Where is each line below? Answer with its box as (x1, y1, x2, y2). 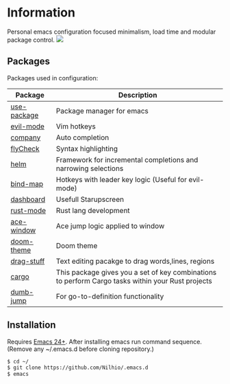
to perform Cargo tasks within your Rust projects (55, 276, 212, 286)
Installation (7, 319, 56, 331)
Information (7, 5, 75, 21)
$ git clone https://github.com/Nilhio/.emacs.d (7, 364, 149, 372)
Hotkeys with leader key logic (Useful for (55, 174, 187, 184)
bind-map (10, 179, 44, 188)
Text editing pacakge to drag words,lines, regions (55, 256, 215, 266)
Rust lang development (55, 205, 130, 215)
